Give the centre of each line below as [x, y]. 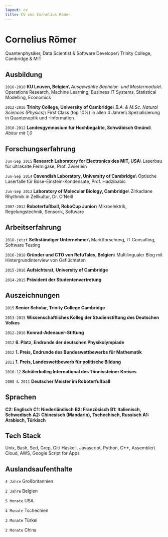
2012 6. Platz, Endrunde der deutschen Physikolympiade [65, 342]
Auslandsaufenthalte [39, 469]
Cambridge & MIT [23, 59]
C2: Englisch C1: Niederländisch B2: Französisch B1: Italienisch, [73, 409]
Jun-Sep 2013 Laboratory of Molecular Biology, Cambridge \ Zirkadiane [79, 191]
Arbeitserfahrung [33, 227]
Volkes [13, 322]
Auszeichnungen [33, 295]
